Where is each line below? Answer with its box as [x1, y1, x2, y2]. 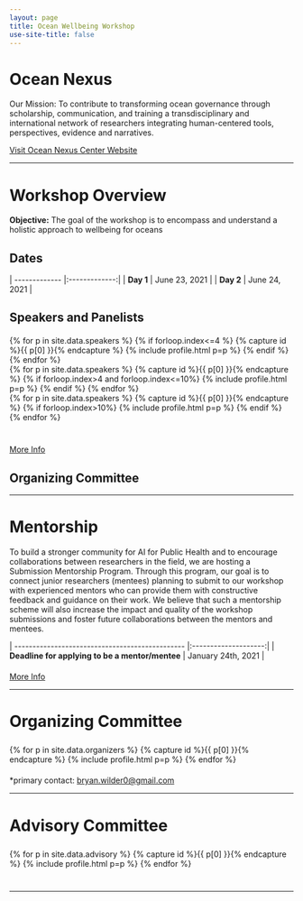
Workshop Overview [9, 185, 167, 206]
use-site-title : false [9, 30, 95, 39]
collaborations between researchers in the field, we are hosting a [9, 556, 251, 567]
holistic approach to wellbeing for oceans [9, 225, 163, 235]
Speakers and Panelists [9, 310, 144, 326]
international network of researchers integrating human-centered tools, [9, 118, 274, 129]
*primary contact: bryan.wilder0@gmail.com [9, 775, 175, 786]
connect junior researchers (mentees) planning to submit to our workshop [9, 575, 284, 586]
